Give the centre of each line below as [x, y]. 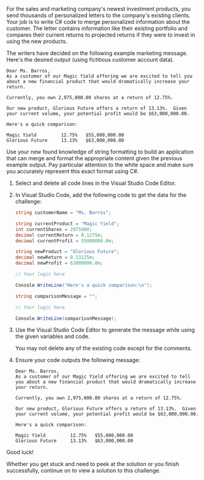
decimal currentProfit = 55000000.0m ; [64, 241]
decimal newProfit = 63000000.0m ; [59, 263]
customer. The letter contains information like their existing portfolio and [97, 28]
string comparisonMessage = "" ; [56, 296]
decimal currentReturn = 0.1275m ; [59, 235]
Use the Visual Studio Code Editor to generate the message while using [105, 330]
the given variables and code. [53, 336]
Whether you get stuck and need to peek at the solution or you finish [93, 464]
